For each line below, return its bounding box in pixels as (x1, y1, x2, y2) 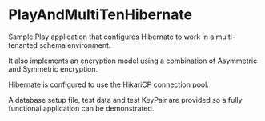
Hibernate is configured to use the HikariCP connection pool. (8, 80, 210, 89)
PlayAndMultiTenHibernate (8, 6, 193, 24)
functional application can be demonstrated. (8, 103, 155, 113)
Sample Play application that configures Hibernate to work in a (8, 32, 215, 41)
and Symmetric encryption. (8, 64, 98, 73)
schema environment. (39, 40, 111, 49)
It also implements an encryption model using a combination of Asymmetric (8, 56, 258, 65)
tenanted (8, 40, 38, 49)
